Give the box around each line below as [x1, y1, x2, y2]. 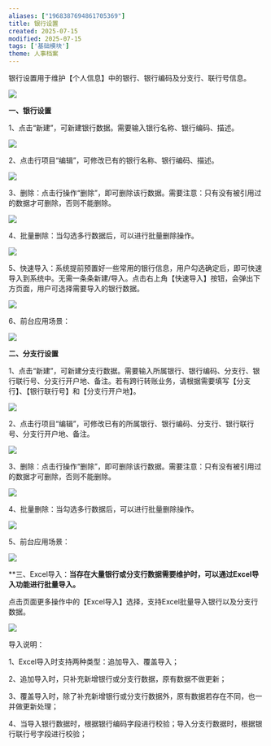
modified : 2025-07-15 [8, 34, 82, 43]
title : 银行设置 [8, 20, 59, 28]
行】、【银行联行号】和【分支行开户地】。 [8, 386, 141, 395]
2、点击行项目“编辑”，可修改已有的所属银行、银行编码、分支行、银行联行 [8, 419, 255, 428]
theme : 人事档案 [8, 50, 59, 58]
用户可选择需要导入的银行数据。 [36, 284, 144, 293]
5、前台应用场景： [8, 537, 71, 546]
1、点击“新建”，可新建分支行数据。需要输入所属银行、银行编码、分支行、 [8, 366, 254, 375]
